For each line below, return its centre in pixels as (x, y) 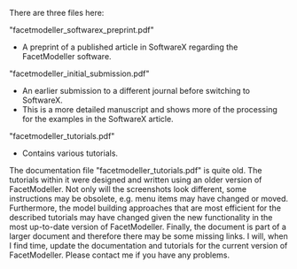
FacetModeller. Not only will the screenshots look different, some (128, 189)
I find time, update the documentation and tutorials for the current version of (148, 246)
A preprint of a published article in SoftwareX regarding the (130, 47)
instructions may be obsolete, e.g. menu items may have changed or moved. (149, 199)
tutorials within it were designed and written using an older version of (136, 180)
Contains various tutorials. (70, 153)
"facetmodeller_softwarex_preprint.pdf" (82, 30)
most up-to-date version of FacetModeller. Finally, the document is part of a (148, 227)
